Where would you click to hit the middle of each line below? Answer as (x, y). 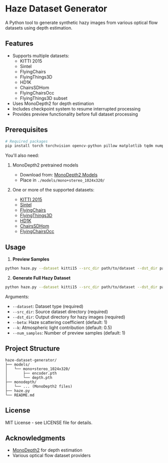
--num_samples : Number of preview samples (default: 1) (69, 332)
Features (19, 44)
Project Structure (32, 349)
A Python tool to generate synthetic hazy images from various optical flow (81, 22)
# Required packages (27, 141)
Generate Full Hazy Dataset (41, 278)
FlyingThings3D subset (43, 98)
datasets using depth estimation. (39, 27)
